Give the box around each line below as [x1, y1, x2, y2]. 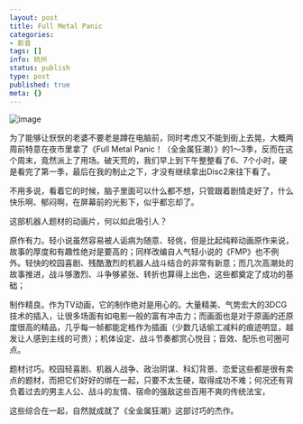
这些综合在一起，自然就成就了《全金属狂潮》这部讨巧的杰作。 [9, 405, 239, 416]
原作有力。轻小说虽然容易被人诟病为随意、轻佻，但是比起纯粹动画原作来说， [9, 235, 294, 245]
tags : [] [9, 47, 42, 56]
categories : [9, 30, 54, 39]
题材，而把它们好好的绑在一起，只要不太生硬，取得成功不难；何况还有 [24, 374, 286, 385]
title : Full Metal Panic [9, 22, 103, 31]
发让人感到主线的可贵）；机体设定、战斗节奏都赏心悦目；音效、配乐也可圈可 [9, 333, 290, 344]
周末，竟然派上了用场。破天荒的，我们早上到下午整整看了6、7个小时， [16, 154, 280, 165]
